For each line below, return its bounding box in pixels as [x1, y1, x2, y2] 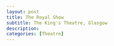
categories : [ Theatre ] [6, 31, 64, 37]
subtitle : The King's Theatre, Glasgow [6, 20, 108, 26]
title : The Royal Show [6, 14, 64, 20]
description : [6, 25, 40, 32]
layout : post [6, 8, 40, 15]
